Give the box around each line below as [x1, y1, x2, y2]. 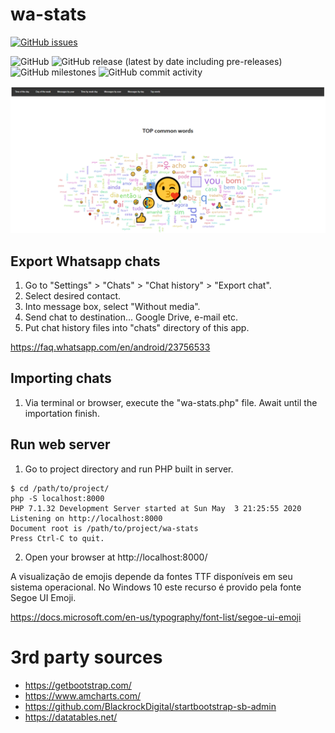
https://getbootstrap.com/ [24, 679, 132, 691]
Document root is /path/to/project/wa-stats [10, 523, 199, 533]
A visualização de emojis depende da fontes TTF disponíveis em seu [10, 570, 293, 582]
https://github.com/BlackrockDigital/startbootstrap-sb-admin [24, 700, 277, 712]
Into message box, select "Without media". [24, 301, 201, 313]
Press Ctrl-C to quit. [10, 533, 105, 543]
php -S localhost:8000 [10, 493, 105, 503]
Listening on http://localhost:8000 [10, 513, 163, 523]
